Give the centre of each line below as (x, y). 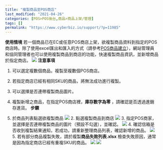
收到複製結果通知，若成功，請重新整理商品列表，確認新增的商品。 (82, 131)
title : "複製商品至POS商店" (31, 9)
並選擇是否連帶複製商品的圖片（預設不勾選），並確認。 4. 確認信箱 (81, 124)
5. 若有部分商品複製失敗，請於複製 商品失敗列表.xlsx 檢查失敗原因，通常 (84, 136)
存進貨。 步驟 (26, 108)
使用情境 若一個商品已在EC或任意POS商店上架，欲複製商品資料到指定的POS (81, 42)
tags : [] (14, 23)
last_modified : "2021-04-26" (35, 14)
